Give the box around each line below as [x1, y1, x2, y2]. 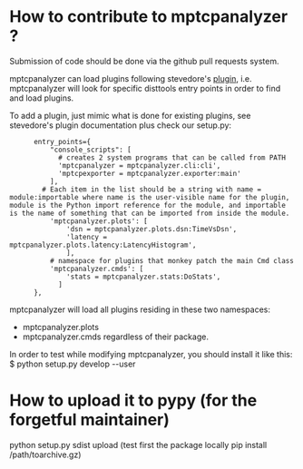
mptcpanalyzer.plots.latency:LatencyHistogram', [9, 240, 197, 249]
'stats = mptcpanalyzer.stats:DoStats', [66, 272, 221, 281]
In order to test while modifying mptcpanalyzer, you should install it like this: [9, 348, 293, 359]
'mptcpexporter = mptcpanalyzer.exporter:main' [57, 169, 242, 178]
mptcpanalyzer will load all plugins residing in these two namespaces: [9, 304, 270, 315]
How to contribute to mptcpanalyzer [9, 6, 288, 27]
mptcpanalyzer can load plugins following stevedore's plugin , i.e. [9, 73, 252, 83]
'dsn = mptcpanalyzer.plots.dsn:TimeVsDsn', [66, 224, 238, 233]
